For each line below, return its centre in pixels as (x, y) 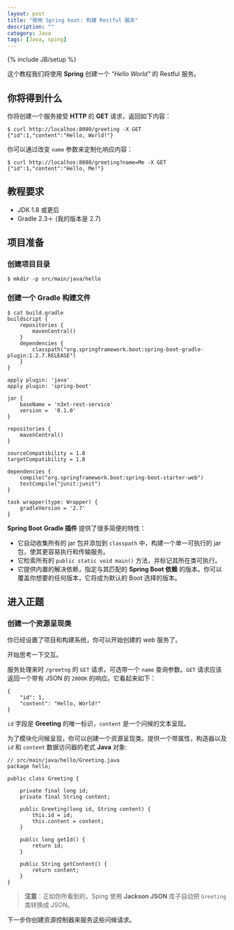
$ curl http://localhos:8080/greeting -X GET (74, 129)
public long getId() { (53, 840)
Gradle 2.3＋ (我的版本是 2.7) (59, 218)
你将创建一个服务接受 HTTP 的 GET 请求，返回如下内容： (89, 116)
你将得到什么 (35, 98)
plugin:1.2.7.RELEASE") (42, 355)
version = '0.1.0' (48, 410)
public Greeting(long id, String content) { (85, 809)
